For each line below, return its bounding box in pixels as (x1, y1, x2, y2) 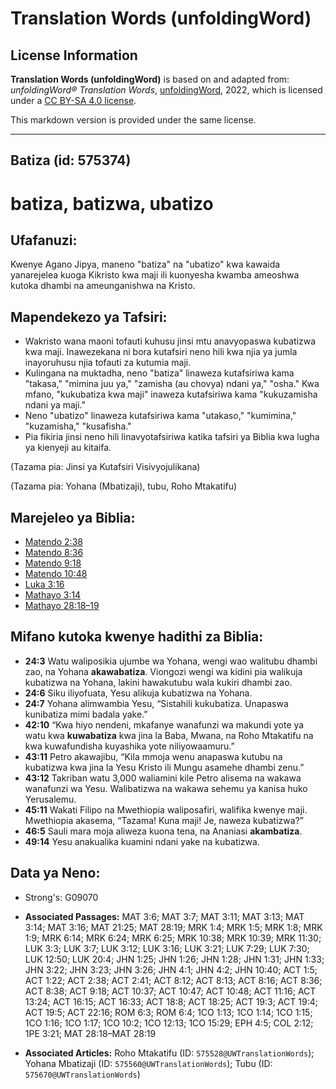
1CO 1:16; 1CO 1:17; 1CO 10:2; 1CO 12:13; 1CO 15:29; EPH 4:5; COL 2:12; (24, 1017, 314, 1029)
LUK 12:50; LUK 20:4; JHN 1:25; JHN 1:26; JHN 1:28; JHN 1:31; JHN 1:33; (24, 953, 325, 965)
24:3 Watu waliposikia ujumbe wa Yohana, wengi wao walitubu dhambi (24, 655, 318, 667)
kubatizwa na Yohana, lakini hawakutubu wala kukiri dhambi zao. (24, 676, 293, 688)
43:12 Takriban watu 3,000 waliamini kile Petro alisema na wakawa (24, 772, 302, 784)
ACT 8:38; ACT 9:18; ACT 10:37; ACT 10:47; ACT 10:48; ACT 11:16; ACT (24, 985, 317, 997)
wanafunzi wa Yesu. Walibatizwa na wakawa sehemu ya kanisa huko (24, 782, 308, 794)
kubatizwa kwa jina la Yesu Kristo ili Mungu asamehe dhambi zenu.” (24, 761, 305, 773)
